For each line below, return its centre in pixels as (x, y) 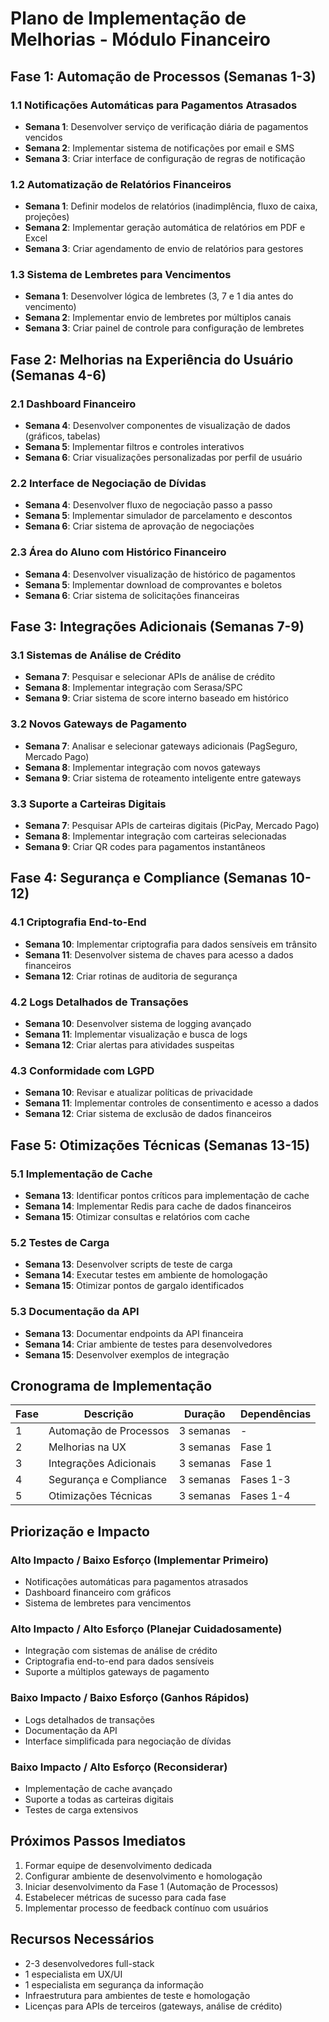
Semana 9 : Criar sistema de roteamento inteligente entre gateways (163, 778)
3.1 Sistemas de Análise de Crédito (96, 655)
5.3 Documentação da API (75, 1312)
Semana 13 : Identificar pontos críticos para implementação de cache (167, 1195)
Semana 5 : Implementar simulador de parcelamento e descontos (158, 516)
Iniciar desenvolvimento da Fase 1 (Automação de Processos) (151, 1886)
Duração (204, 1414)
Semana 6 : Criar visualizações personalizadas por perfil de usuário (163, 458)
